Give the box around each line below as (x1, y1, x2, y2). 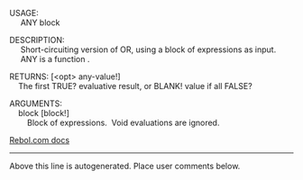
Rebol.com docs (9, 135, 70, 145)
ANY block (20, 17, 60, 28)
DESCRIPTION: (9, 35, 65, 45)
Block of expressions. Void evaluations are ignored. (26, 117, 220, 128)
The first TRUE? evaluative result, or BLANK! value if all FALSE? (17, 81, 252, 91)
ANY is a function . (20, 54, 90, 64)
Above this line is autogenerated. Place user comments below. (9, 161, 241, 171)
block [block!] (17, 108, 70, 118)
